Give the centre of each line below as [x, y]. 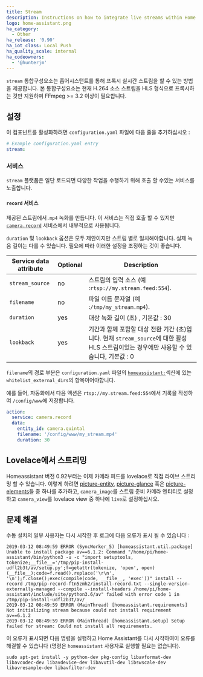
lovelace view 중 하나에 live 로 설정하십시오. [106, 499]
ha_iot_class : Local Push [39, 46]
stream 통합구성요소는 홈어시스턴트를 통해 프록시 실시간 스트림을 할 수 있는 [94, 81]
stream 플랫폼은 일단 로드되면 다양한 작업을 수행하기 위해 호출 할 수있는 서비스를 [101, 180]
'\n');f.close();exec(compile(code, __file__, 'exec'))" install [90, 579]
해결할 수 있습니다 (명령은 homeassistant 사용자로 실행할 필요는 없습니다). [93, 646]
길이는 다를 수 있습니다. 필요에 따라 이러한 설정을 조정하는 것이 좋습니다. [97, 245]
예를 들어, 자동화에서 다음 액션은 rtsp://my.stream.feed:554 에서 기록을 [92, 393]
